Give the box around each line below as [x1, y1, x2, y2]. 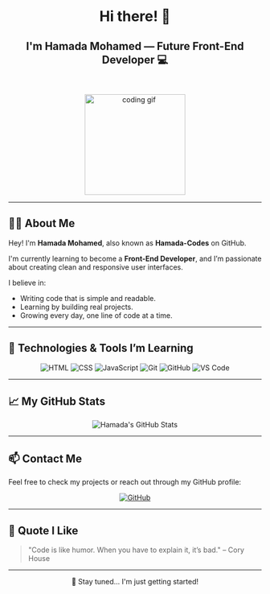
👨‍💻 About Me [8, 217, 76, 230]
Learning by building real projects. [19, 302, 134, 311]
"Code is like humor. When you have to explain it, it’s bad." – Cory [27, 545, 245, 555]
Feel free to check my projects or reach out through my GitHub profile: [8, 477, 242, 487]
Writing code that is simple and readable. [19, 293, 157, 303]
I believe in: [8, 278, 47, 287]
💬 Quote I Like [8, 523, 79, 538]
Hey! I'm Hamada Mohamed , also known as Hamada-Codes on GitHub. [8, 237, 247, 248]
